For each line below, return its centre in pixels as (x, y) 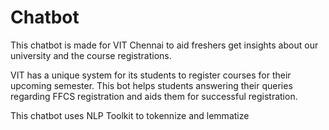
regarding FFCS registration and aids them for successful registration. (154, 96)
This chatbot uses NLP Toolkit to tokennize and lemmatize (130, 115)
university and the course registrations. (91, 55)
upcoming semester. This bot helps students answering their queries (151, 85)
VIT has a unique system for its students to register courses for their (151, 75)
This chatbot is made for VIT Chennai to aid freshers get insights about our (164, 45)
